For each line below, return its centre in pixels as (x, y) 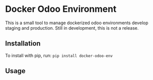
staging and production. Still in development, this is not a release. (72, 28)
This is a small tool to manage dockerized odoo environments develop (77, 23)
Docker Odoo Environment (61, 9)
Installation (23, 44)
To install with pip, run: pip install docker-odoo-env (59, 55)
